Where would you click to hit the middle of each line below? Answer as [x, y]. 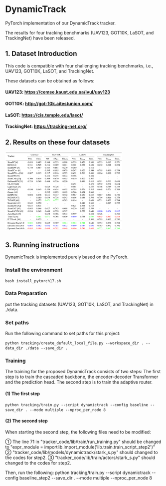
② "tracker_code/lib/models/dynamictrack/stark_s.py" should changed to [82, 452]
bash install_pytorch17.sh [33, 281]
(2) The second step [27, 421]
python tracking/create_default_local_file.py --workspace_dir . [74, 343]
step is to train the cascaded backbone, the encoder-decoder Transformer [82, 377]
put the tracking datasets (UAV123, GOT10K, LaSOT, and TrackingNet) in [79, 304]
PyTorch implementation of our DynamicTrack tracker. [61, 23]
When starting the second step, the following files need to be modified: [78, 432]
